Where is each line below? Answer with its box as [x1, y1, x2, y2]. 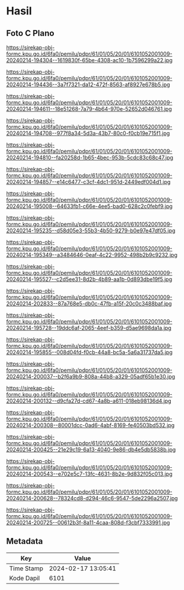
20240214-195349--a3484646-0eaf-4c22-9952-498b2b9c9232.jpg [6, 252, 178, 258]
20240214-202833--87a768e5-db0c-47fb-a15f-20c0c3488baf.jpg [6, 300, 172, 307]
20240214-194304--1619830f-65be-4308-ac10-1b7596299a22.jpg [6, 57, 173, 63]
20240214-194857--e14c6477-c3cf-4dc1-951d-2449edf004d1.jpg [6, 178, 171, 185]
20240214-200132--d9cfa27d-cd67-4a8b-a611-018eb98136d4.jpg [6, 397, 172, 404]
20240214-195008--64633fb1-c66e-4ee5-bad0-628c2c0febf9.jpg [6, 202, 173, 210]
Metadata [6, 536, 43, 546]
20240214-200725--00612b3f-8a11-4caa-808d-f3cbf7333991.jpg [6, 519, 170, 526]
